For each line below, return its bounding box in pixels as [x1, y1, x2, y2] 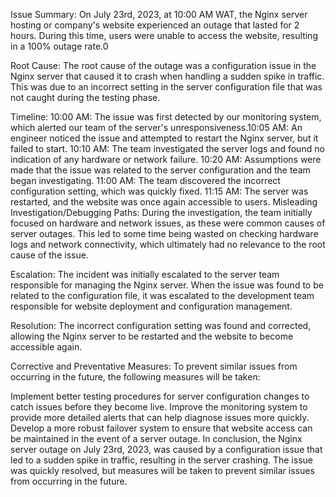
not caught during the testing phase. [10, 92, 161, 103]
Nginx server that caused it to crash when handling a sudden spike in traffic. [10, 70, 325, 82]
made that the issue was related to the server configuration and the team [10, 164, 311, 176]
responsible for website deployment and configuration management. [10, 300, 293, 312]
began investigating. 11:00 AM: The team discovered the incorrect [10, 175, 281, 186]
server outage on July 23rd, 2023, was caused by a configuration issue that [10, 444, 323, 455]
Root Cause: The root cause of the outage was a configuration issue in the [10, 60, 317, 71]
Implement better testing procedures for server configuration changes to [10, 390, 310, 402]
